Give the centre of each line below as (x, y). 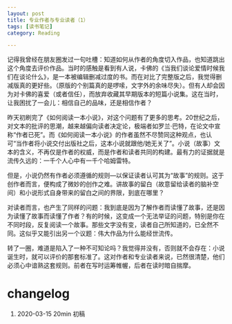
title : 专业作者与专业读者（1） (48, 20)
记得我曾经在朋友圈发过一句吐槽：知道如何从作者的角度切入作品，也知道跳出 (116, 60)
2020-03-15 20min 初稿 (51, 314)
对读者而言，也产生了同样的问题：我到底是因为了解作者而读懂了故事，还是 (113, 208)
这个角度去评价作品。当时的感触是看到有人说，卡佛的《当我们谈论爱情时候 (113, 68)
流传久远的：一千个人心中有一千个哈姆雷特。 (71, 161)
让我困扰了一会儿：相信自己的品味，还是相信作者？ (80, 103)
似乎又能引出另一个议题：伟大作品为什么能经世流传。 (101, 233)
